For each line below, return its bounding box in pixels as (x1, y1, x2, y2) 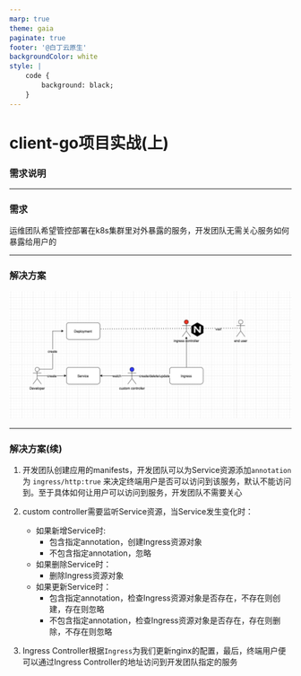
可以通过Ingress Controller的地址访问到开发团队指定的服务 (21, 656, 238, 668)
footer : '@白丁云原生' (9, 43, 88, 52)
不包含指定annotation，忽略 (48, 548, 152, 558)
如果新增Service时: (35, 525, 106, 536)
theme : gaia (9, 23, 54, 33)
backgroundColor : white (9, 52, 99, 62)
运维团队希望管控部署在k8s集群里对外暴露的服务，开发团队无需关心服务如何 (9, 225, 289, 236)
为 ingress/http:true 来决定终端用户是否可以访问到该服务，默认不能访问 (21, 476, 292, 487)
